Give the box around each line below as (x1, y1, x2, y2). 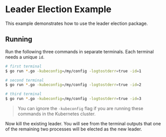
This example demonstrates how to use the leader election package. (5, 20, 148, 26)
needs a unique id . (5, 54, 45, 60)
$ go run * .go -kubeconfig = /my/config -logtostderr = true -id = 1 (5, 68, 142, 74)
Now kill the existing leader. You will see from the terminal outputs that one (5, 121, 161, 126)
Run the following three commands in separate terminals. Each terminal (5, 48, 154, 54)
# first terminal (5, 63, 42, 69)
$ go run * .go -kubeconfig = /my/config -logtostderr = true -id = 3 (5, 96, 142, 101)
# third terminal (5, 91, 42, 97)
